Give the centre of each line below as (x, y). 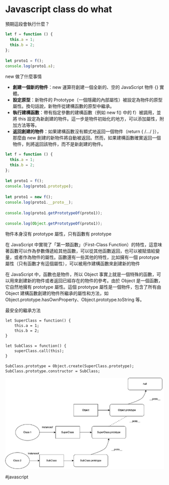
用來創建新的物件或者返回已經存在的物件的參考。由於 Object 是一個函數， (86, 281)
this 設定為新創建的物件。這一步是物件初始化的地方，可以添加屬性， (89, 119)
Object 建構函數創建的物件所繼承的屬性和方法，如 (57, 293)
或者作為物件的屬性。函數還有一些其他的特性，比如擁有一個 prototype (87, 257)
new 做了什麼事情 (23, 76)
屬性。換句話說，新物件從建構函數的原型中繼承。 (63, 106)
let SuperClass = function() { (38, 321)
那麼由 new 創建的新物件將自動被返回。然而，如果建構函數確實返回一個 (87, 138)
